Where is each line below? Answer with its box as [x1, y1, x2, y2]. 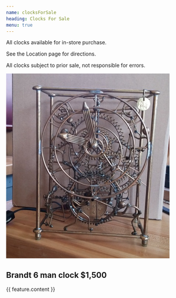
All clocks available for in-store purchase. [6, 39, 107, 46]
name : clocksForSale [6, 9, 57, 15]
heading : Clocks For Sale [6, 15, 69, 22]
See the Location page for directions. [6, 50, 96, 57]
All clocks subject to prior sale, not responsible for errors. [6, 62, 146, 69]
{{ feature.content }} [6, 286, 55, 293]
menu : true [6, 22, 33, 28]
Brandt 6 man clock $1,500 [6, 270, 107, 280]
